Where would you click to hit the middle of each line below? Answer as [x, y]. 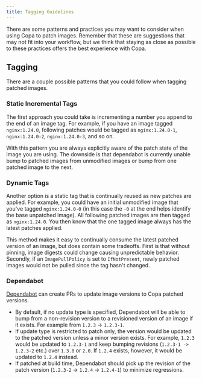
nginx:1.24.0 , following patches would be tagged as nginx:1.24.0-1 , [92, 130]
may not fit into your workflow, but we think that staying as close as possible [101, 42]
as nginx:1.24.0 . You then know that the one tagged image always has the [99, 221]
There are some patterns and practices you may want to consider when [95, 29]
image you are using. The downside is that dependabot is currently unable [99, 154]
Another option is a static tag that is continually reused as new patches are [99, 196]
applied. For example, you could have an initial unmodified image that [93, 202]
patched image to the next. [40, 167]
